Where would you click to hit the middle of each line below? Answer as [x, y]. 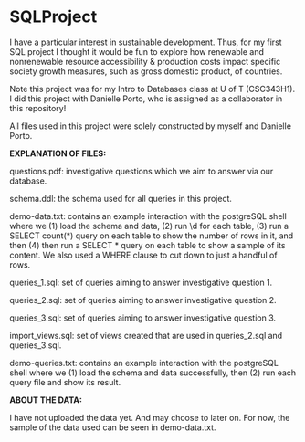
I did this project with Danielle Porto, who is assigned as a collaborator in [146, 99]
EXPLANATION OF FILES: [58, 153]
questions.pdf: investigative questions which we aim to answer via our [142, 171]
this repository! [38, 108]
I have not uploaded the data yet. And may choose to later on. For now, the [150, 417]
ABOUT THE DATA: [46, 400]
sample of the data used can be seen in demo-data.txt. [113, 427]
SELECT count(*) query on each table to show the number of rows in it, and [152, 236]
